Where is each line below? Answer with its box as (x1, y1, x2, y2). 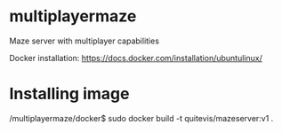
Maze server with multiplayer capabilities (9, 35, 160, 46)
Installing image (9, 84, 130, 104)
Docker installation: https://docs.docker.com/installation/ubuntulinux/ (9, 52, 262, 63)
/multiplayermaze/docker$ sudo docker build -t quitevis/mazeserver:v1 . (9, 113, 274, 123)
